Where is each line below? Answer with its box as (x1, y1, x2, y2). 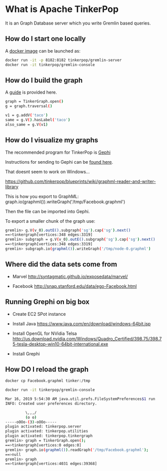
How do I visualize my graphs (5, 136, 98, 145)
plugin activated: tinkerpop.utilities (5, 429, 88, 434)
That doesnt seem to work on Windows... (5, 169, 90, 175)
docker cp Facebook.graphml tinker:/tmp (5, 378, 91, 383)
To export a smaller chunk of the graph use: (5, 218, 95, 224)
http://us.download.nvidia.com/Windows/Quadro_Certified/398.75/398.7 (12, 335, 162, 341)
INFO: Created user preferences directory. (5, 401, 97, 406)
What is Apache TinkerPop (5, 4, 119, 15)
